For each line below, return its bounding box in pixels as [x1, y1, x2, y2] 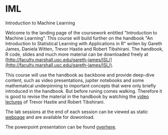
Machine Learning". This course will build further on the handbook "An [5, 35, 153, 41]
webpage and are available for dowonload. [5, 114, 95, 120]
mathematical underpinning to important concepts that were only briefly [5, 82, 156, 89]
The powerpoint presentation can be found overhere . [5, 124, 117, 130]
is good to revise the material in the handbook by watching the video [5, 93, 149, 99]
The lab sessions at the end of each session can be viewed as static [5, 109, 149, 115]
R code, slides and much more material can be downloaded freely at [5, 51, 149, 57]
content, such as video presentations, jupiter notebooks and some [5, 77, 144, 83]
